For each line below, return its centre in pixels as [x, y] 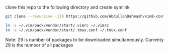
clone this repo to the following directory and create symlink [67, 7]
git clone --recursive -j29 [35, 16]
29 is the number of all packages [39, 45]
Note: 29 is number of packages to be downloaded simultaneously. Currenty [84, 39]
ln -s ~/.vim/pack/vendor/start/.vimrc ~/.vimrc [57, 25]
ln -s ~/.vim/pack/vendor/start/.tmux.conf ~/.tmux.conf [66, 30]
